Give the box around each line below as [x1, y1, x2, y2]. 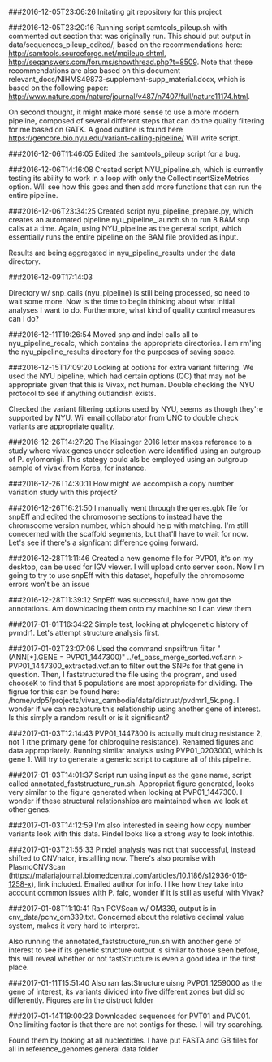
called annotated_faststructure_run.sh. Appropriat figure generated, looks [8, 779, 255, 788]
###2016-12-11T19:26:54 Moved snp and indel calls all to [8, 330, 199, 339]
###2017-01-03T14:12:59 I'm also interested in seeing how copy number [8, 820, 252, 830]
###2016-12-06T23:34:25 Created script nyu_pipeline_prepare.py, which [8, 206, 253, 216]
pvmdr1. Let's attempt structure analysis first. [8, 628, 160, 637]
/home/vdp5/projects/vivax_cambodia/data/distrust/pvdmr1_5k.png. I [8, 696, 240, 705]
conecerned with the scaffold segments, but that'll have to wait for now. [8, 529, 249, 538]
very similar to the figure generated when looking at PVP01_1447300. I [8, 788, 243, 796]
